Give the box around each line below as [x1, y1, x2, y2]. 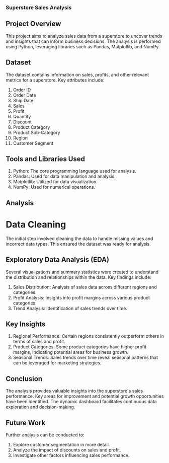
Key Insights [6, 320, 46, 328]
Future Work [6, 418, 46, 427]
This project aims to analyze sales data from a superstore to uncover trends [6, 33, 162, 39]
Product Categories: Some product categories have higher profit [13, 344, 147, 350]
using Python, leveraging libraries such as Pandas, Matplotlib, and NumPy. [6, 43, 160, 49]
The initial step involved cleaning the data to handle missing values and [6, 236, 153, 242]
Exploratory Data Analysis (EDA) [6, 256, 110, 264]
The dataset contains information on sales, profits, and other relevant [6, 71, 149, 78]
